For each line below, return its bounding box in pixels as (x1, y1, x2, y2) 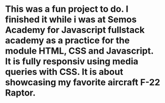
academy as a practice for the (5, 35, 130, 46)
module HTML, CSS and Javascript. (5, 45, 154, 57)
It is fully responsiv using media (5, 56, 138, 67)
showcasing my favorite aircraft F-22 (5, 77, 161, 88)
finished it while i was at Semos (5, 14, 137, 25)
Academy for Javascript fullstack (5, 25, 145, 35)
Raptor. (5, 87, 36, 99)
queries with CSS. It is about (5, 67, 124, 77)
